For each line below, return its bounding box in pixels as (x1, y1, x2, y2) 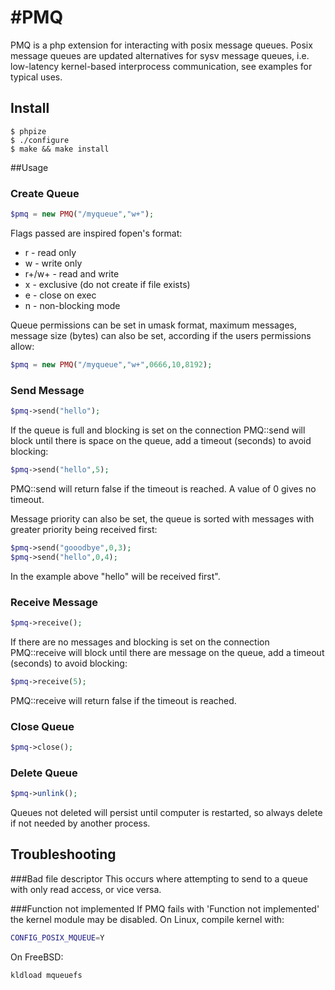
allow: (10, 340, 35, 352)
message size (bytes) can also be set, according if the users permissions (10, 329, 312, 341)
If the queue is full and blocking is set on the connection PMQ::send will (10, 424, 306, 436)
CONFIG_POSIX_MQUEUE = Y (10, 932, 105, 943)
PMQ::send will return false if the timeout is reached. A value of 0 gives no (10, 482, 317, 495)
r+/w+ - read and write (24, 267, 120, 280)
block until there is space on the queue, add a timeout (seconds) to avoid (10, 434, 312, 446)
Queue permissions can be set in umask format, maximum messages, (10, 319, 297, 331)
